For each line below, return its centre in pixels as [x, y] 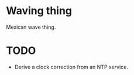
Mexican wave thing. [31, 27]
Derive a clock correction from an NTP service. [71, 67]
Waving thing [39, 11]
